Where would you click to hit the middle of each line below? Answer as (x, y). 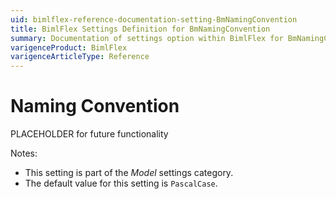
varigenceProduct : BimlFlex (69, 47)
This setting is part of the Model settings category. (129, 173)
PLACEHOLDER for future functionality (89, 134)
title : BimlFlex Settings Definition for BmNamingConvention (140, 29)
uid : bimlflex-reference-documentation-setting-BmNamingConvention (154, 19)
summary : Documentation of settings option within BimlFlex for (147, 38)
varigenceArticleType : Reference (80, 57)
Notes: (24, 153)
